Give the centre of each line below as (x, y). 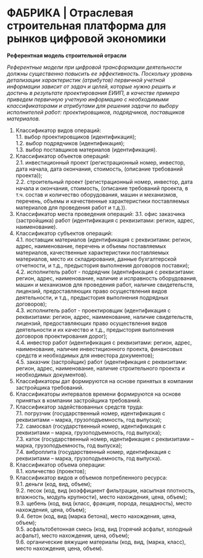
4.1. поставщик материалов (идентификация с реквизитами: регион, (104, 240)
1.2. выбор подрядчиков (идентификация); (70, 143)
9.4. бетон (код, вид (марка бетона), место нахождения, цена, (96, 516)
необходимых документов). (52, 375)
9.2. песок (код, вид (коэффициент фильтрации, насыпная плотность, (105, 490)
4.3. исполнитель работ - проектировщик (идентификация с (93, 310)
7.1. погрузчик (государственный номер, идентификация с (90, 413)
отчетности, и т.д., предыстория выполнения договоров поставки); (102, 265)
